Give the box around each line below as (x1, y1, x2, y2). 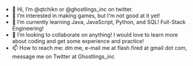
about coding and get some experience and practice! (11, 38, 144, 44)
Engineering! (11, 25, 44, 32)
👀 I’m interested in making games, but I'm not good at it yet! (11, 12, 160, 19)
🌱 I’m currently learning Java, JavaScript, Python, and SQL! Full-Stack (11, 19, 186, 25)
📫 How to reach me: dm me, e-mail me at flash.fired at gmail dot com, (11, 44, 188, 51)
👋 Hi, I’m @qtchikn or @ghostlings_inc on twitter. (11, 6, 133, 13)
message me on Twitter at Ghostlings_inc (11, 53, 115, 60)
